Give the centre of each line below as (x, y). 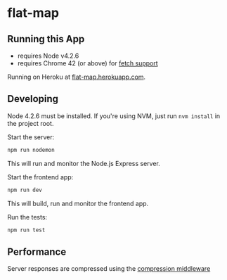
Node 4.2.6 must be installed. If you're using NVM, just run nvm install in (114, 116)
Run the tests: (27, 217)
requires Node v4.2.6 (48, 56)
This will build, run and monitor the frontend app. (78, 203)
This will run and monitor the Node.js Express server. (84, 163)
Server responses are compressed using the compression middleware (109, 269)
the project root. (31, 123)
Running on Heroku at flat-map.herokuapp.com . (77, 77)
